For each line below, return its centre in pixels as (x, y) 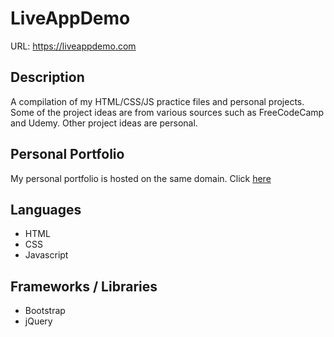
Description (47, 77)
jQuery (38, 321)
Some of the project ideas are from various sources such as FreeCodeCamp (167, 112)
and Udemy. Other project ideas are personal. (104, 123)
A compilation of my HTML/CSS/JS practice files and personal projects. (157, 101)
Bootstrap (45, 311)
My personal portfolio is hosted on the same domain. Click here (141, 178)
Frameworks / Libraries (84, 286)
